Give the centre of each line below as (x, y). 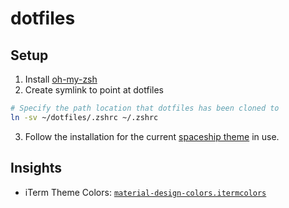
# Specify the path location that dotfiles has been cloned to (145, 108)
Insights (36, 168)
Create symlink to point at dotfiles (94, 90)
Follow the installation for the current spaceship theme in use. (152, 136)
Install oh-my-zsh (61, 79)
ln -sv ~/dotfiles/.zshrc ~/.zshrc (84, 117)
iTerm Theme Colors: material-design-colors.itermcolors (145, 192)
